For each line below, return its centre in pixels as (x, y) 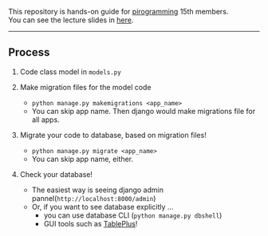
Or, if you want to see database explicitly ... (102, 206)
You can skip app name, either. (83, 159)
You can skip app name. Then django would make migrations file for (144, 111)
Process (29, 52)
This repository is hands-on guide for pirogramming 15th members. (118, 12)
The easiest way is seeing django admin (97, 190)
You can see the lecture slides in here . (71, 20)
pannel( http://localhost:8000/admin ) (94, 198)
